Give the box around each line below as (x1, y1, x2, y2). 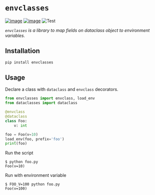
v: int (14, 123, 27, 128)
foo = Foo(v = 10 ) (5, 132, 38, 137)
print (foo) (5, 141, 27, 146)
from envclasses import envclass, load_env (5, 96, 95, 101)
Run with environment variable (5, 172, 66, 178)
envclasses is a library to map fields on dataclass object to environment (5, 27, 150, 33)
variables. (5, 32, 25, 38)
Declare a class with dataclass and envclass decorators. (5, 86, 119, 92)
